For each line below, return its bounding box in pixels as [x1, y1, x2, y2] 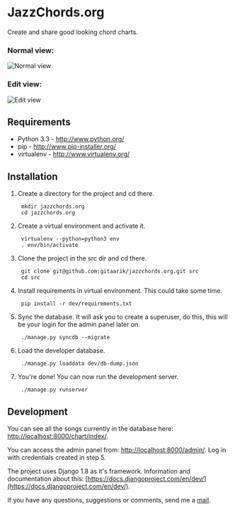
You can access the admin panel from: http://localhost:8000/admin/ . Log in [7, 445, 227, 454]
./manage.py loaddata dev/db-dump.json [21, 360, 139, 368]
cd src [21, 274, 40, 281]
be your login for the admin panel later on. [17, 320, 140, 329]
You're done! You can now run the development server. [17, 373, 179, 381]
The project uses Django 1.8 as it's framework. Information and [7, 466, 191, 476]
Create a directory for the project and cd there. [17, 189, 154, 198]
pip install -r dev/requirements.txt [21, 300, 132, 307]
